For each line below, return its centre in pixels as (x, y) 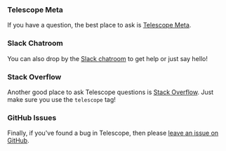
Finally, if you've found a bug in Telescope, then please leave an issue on (113, 133)
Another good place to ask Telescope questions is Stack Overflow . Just (111, 92)
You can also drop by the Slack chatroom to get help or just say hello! (108, 58)
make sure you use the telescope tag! (61, 99)
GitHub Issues (32, 117)
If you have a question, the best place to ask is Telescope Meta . (99, 25)
